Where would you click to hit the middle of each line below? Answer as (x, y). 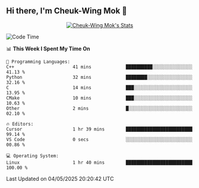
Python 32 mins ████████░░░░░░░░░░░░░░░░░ (99, 77)
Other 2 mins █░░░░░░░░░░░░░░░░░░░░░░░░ (99, 108)
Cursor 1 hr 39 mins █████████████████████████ (99, 129)
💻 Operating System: (33, 156)
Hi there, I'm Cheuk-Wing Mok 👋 (67, 11)
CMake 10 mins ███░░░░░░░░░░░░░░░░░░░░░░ (99, 98)
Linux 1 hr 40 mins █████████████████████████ (99, 162)
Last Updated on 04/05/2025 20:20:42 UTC (60, 179)
